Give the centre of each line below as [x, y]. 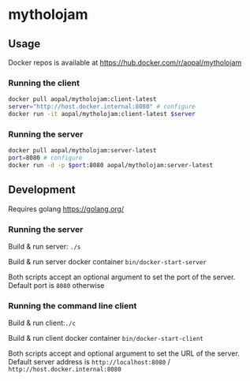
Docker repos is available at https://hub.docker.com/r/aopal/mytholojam [125, 62]
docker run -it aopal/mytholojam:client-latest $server [102, 114]
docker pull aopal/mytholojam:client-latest [82, 99]
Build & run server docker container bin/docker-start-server [108, 261]
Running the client [44, 83]
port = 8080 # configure [45, 158]
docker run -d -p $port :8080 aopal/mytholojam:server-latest [111, 165]
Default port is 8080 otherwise [56, 285]
